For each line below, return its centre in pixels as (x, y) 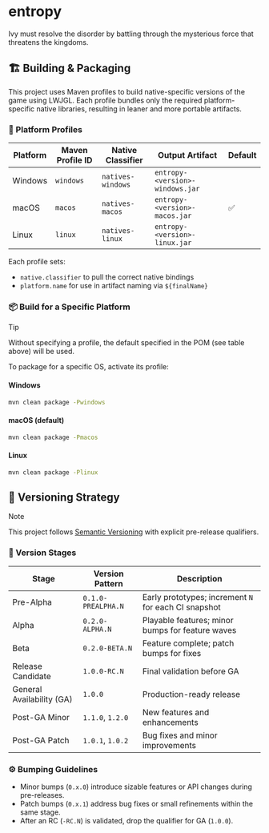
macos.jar (173, 216)
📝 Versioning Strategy (64, 497)
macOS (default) (36, 421)
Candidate (32, 676)
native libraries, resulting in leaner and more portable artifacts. (139, 109)
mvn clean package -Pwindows (57, 402)
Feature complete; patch (188, 643)
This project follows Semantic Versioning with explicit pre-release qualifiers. (134, 532)
